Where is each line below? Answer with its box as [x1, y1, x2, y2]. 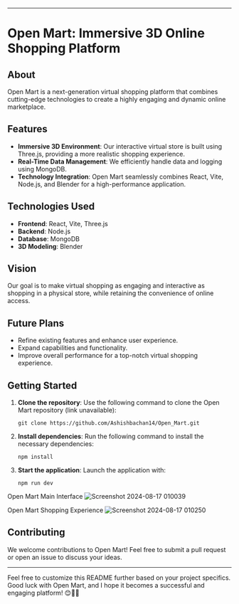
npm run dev [17, 480, 53, 487]
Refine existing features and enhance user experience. [17, 336, 179, 345]
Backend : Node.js [17, 227, 71, 235]
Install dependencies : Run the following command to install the [17, 432, 204, 441]
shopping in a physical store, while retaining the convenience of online [7, 289, 214, 297]
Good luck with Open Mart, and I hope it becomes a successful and [7, 581, 205, 589]
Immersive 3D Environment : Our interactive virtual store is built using [17, 142, 223, 150]
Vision [7, 263, 37, 275]
